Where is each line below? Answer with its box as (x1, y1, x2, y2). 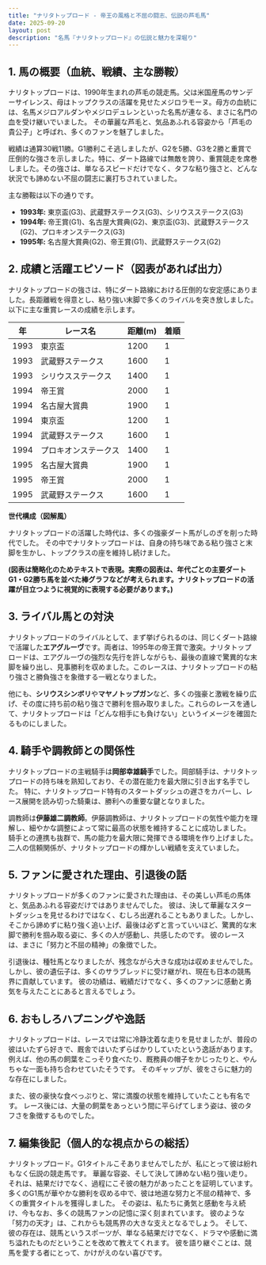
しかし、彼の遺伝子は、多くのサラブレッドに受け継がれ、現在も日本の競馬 (8, 967, 252, 977)
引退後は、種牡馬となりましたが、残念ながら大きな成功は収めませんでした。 (8, 957, 257, 966)
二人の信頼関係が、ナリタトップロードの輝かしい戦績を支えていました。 (8, 843, 244, 852)
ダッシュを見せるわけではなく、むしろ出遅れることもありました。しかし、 (14, 910, 258, 920)
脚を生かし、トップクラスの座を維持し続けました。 (8, 547, 175, 557)
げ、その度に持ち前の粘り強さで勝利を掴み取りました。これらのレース (8, 699, 237, 708)
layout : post (8, 26, 51, 34)
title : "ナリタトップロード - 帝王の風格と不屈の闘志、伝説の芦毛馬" (8, 11, 210, 20)
